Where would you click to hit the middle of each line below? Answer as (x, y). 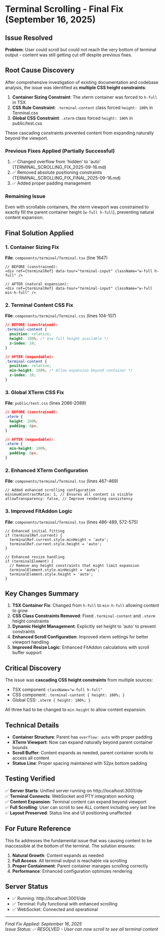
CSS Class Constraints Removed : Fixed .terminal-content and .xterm (84, 616)
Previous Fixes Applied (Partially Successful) (60, 150)
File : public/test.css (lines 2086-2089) (46, 403)
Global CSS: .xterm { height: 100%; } (51, 700)
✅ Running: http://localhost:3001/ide (49, 899)
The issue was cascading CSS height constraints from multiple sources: (79, 680)
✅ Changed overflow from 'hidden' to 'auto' (56, 162)
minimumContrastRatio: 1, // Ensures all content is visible (69, 494)
